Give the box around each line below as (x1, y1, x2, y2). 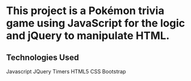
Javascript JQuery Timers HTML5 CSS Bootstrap (6, 68, 126, 75)
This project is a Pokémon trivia (6, 4, 165, 18)
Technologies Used (6, 52, 79, 62)
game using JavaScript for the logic (6, 16, 185, 30)
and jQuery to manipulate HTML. (6, 29, 170, 42)
